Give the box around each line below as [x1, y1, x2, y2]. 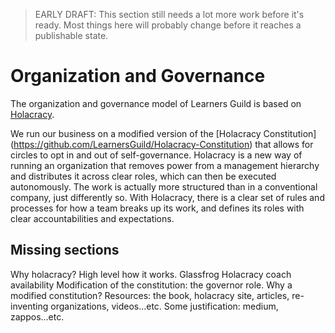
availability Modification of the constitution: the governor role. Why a [10, 279, 293, 291]
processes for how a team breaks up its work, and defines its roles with [10, 202, 305, 214]
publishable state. [34, 30, 109, 41]
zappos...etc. [10, 310, 65, 323]
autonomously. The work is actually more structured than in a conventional [10, 180, 318, 193]
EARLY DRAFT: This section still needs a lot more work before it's [34, 9, 305, 20]
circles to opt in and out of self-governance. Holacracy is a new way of [10, 149, 303, 161]
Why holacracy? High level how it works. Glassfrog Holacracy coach [10, 268, 292, 280]
